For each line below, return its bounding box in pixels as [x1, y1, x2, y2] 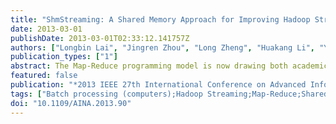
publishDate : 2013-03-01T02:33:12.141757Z [10, 33, 190, 43]
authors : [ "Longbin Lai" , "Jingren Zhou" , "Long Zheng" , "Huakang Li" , [10, 42, 315, 53]
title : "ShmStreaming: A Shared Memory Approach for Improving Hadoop [10, 14, 311, 25]
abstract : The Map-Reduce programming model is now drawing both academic [10, 61, 329, 71]
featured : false [10, 71, 78, 81]
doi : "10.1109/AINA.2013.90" [10, 98, 132, 108]
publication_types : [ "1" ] [10, 52, 118, 62]
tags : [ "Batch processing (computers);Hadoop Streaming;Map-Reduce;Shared [10, 89, 329, 99]
